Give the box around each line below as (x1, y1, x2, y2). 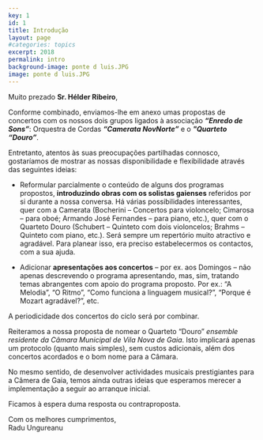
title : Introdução (8, 26, 69, 34)
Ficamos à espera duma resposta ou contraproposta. (8, 399, 181, 408)
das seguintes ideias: (8, 164, 77, 174)
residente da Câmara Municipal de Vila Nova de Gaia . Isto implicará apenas (8, 335, 256, 344)
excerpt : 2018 (8, 48, 55, 56)
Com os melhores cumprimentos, (8, 414, 117, 423)
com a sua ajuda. (19, 246, 76, 257)
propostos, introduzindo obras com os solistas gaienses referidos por (19, 188, 251, 197)
